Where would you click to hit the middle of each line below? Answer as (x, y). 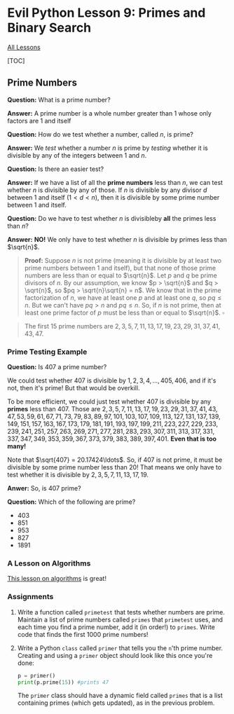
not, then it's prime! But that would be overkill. (74, 388)
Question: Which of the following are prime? (71, 502)
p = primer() (36, 675)
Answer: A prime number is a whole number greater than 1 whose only (110, 113)
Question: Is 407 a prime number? (57, 367)
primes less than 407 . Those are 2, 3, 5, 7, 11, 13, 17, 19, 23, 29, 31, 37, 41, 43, (113, 409)
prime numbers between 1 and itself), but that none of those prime (120, 268)
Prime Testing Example (47, 352)
